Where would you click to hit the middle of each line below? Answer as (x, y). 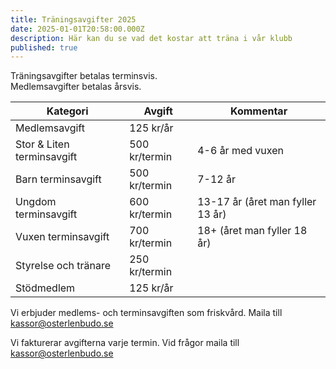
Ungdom (36, 202)
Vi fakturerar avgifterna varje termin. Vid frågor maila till (125, 343)
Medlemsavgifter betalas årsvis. (76, 87)
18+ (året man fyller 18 (252, 231)
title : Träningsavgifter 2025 (73, 19)
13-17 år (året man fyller (257, 202)
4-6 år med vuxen (240, 151)
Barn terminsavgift (58, 179)
